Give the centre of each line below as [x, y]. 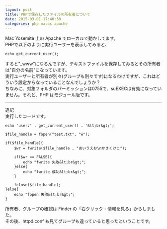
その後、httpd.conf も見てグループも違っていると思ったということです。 [79, 221]
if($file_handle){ [24, 143]
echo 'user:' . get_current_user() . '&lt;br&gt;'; [60, 126]
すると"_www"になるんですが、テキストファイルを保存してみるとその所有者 [83, 64]
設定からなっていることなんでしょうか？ [59, 82]
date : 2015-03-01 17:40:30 [33, 19]
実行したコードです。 [27, 116]
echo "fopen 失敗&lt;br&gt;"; [45, 195]
